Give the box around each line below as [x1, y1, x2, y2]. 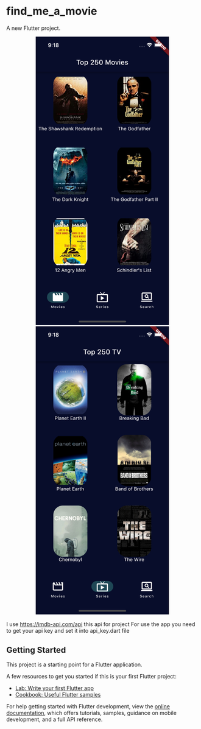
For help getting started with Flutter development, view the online [6, 703, 171, 710]
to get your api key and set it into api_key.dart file [6, 627, 130, 635]
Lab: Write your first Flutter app [15, 685, 94, 692]
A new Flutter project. [6, 24, 61, 32]
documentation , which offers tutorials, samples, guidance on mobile [6, 710, 177, 717]
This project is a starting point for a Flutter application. [6, 661, 143, 668]
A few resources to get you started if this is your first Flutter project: [6, 673, 177, 680]
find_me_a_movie [6, 4, 97, 18]
